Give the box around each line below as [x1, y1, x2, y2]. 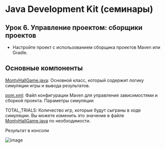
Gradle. [12, 50, 28, 55]
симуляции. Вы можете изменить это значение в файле [5, 112, 124, 118]
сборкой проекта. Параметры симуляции [5, 97, 94, 103]
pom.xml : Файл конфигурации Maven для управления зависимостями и [5, 92, 158, 98]
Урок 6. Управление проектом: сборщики [5, 23, 142, 32]
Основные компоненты [5, 64, 83, 73]
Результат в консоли [5, 127, 49, 133]
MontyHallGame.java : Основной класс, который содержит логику [5, 77, 144, 83]
